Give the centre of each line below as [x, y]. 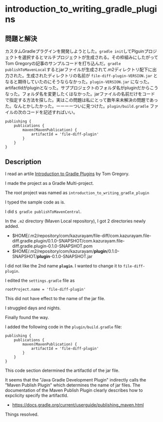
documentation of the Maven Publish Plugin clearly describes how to [74, 390]
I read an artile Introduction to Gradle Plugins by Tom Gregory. [67, 174]
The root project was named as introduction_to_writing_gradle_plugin [77, 192]
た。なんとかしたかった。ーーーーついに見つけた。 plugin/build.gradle [77, 106]
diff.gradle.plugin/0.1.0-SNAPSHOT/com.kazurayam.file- [68, 241]
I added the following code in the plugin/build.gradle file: [63, 327]
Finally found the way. [27, 317]
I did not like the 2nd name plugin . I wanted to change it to [64, 266]
